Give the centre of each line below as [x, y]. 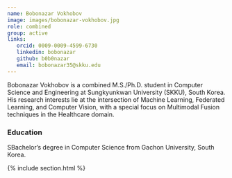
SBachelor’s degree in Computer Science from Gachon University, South [111, 147]
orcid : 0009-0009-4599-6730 [57, 46]
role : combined [29, 26]
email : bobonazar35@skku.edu [58, 65]
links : [17, 39]
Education [25, 132]
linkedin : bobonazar [46, 53]
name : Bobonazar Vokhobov [44, 14]
